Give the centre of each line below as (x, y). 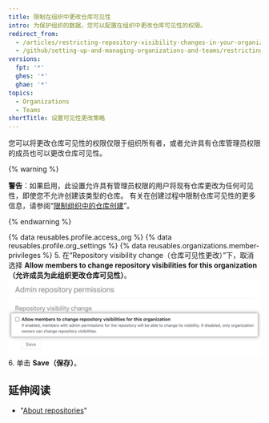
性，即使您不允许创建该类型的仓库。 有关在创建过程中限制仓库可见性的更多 (132, 195)
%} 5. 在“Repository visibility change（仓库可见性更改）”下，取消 (149, 256)
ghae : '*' (32, 84)
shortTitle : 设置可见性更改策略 (57, 119)
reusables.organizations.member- (204, 246)
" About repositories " (54, 410)
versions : (25, 59)
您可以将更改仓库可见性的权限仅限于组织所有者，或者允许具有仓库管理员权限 (134, 143)
